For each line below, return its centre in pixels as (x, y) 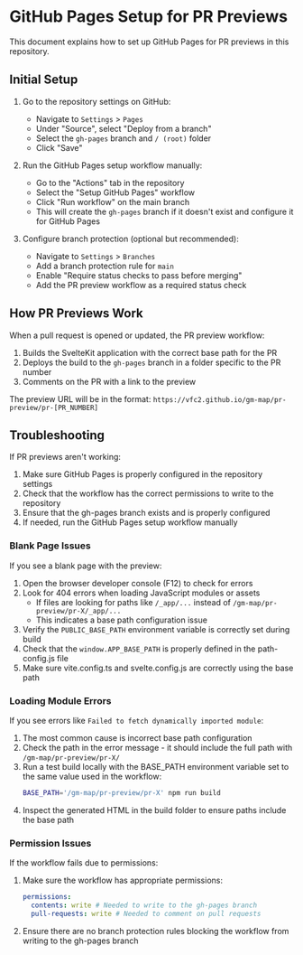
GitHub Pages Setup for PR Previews (149, 17)
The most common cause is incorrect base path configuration (137, 737)
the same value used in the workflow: (92, 776)
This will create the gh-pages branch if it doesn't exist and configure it (165, 211)
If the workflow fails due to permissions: (84, 863)
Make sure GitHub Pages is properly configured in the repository (142, 474)
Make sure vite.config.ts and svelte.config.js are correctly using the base (158, 668)
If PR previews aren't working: (65, 457)
